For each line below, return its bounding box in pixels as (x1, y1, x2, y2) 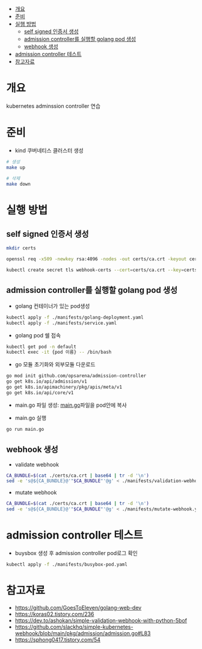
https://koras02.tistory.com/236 (14, 610, 94, 618)
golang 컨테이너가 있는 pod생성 (14, 302, 90, 309)
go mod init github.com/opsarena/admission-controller (6, 373, 147, 379)
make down (6, 181, 31, 187)
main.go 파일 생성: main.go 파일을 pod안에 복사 (14, 401, 127, 409)
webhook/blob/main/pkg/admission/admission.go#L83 (14, 629, 151, 637)
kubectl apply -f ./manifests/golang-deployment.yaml (6, 314, 144, 321)
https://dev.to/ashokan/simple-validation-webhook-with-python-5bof (14, 616, 188, 624)
